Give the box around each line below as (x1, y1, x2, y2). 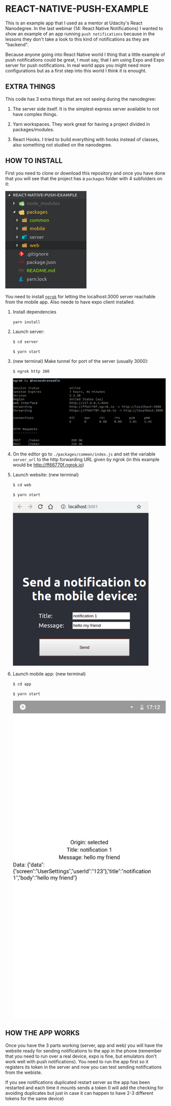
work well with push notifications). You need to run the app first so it (5, 1058, 149, 1064)
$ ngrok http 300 (12, 368, 50, 374)
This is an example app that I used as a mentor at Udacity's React (5, 20, 142, 26)
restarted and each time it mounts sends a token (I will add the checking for (5, 1085, 164, 1091)
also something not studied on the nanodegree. (12, 141, 112, 148)
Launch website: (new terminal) (12, 472, 79, 478)
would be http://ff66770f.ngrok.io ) (12, 462, 84, 468)
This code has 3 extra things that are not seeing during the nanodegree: (5, 96, 156, 102)
